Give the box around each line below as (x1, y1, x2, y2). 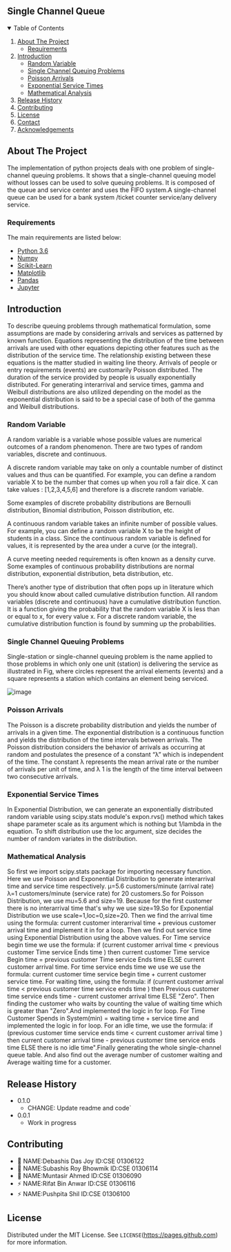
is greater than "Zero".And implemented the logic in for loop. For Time (7, 1007, 205, 1015)
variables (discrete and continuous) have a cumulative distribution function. (7, 597, 222, 606)
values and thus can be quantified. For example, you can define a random (7, 471, 217, 479)
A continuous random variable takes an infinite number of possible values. (7, 519, 218, 528)
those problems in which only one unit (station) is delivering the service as (7, 659, 219, 668)
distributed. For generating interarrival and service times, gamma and (7, 380, 205, 389)
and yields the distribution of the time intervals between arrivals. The (7, 735, 203, 744)
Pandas (17, 276, 39, 284)
